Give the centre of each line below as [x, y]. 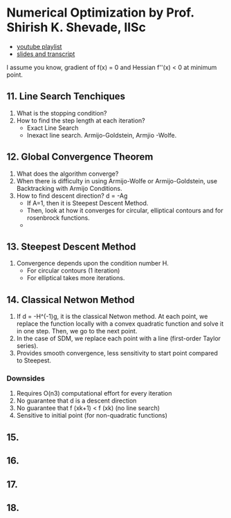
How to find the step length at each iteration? [81, 120]
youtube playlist [39, 46]
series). [27, 346]
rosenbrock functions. [58, 218]
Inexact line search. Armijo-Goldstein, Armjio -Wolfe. [102, 135]
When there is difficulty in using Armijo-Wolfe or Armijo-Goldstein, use [117, 181]
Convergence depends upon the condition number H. [92, 263]
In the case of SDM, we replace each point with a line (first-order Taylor [119, 339]
